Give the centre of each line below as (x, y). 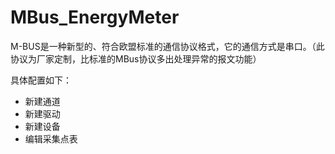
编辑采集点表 (51, 138)
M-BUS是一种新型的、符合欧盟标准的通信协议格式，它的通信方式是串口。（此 (167, 46)
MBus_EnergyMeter (95, 17)
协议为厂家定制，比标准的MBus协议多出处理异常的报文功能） (136, 58)
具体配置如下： (41, 80)
